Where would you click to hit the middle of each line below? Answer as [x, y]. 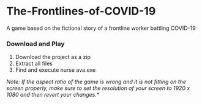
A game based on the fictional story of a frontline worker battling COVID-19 [101, 28]
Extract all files [34, 64]
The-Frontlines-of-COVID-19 [81, 11]
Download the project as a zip [53, 57]
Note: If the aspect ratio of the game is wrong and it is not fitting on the [96, 82]
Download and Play [36, 44]
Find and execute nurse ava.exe [55, 70]
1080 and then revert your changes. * [53, 95]
